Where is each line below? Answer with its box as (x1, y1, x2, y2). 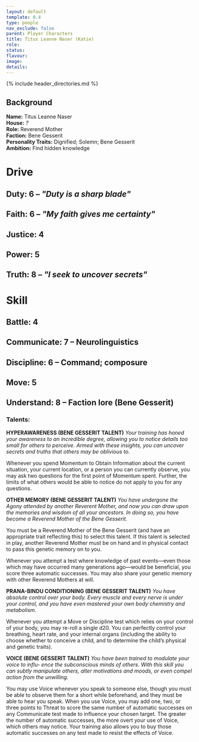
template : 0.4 (6, 14, 42, 20)
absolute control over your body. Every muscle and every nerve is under (6, 594, 183, 601)
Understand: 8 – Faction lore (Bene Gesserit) (6, 398, 174, 408)
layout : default (6, 8, 46, 15)
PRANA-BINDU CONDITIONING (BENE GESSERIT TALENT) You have (6, 587, 176, 594)
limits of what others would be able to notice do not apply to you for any (6, 478, 182, 486)
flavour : (6, 53, 28, 59)
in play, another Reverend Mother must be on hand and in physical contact (6, 539, 189, 546)
